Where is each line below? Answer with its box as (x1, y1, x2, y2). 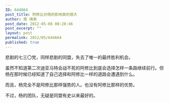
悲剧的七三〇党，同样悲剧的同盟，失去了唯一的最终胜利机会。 (5, 54, 133, 60)
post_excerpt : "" (5, 26, 42, 31)
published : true (5, 40, 39, 45)
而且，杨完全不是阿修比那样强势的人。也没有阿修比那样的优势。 (5, 81, 137, 87)
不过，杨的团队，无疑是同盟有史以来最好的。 (5, 92, 98, 98)
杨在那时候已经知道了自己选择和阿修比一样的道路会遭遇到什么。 (5, 71, 137, 77)
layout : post (5, 30, 33, 35)
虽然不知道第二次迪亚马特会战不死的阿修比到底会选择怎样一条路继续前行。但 (5, 64, 164, 70)
